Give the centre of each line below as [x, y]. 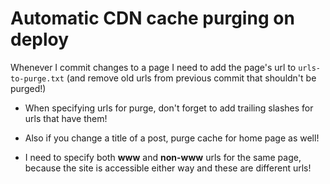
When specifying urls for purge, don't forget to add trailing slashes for [169, 108]
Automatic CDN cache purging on [152, 18]
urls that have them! [66, 118]
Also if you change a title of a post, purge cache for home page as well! [172, 138]
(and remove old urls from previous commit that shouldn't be [191, 78]
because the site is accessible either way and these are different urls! [168, 168]
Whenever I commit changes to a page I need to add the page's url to [153, 67]
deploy [40, 39]
